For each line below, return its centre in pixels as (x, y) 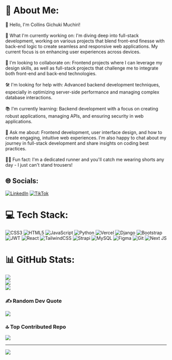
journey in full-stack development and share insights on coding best (77, 143)
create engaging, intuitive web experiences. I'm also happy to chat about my (86, 138)
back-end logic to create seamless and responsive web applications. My (82, 46)
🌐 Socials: (22, 181)
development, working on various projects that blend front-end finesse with (85, 41)
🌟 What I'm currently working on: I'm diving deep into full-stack (72, 35)
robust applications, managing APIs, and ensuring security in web (74, 116)
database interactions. (29, 97)
